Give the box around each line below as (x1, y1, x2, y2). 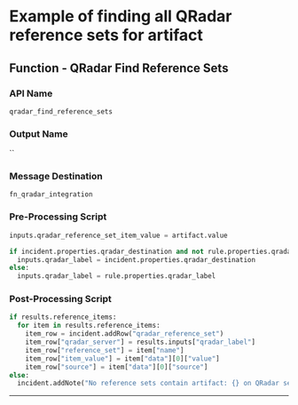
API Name (9, 87, 53, 99)
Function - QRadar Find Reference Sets (9, 60, 229, 75)
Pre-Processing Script (9, 210, 107, 223)
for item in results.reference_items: (17, 322, 161, 330)
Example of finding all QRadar (9, 6, 232, 27)
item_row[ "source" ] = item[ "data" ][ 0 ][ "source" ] (25, 362, 208, 371)
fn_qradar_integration (9, 190, 93, 199)
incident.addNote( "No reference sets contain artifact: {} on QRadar (17, 379, 279, 388)
